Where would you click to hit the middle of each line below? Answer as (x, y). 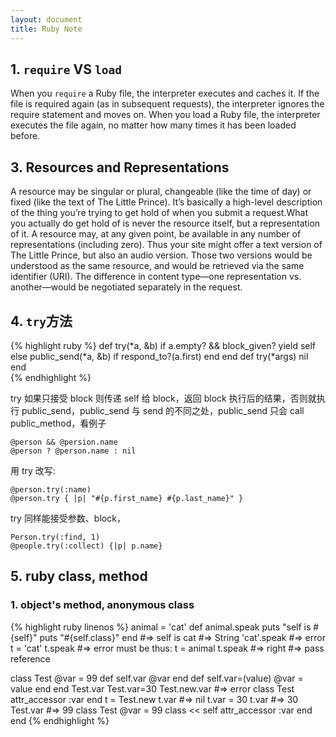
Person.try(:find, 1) (55, 537)
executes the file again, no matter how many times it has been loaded (153, 125)
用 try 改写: (33, 470)
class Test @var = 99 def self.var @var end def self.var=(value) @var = (157, 678)
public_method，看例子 (58, 423)
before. (25, 136)
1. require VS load (66, 69)
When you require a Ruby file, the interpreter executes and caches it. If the (165, 93)
